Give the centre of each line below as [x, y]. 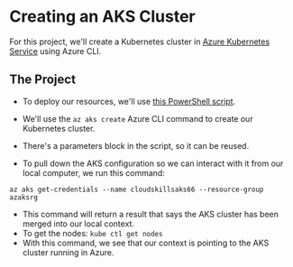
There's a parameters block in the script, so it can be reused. [136, 145]
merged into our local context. [78, 224]
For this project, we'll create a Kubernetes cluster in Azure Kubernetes [140, 41]
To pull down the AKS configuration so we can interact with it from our [153, 163]
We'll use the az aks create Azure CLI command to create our [138, 118]
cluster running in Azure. [68, 252]
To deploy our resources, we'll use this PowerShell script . [129, 101]
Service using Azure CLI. [55, 51]
